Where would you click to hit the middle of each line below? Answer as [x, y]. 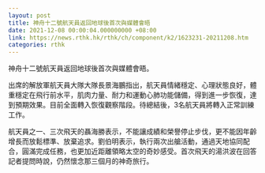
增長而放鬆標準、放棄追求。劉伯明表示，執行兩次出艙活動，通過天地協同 [125, 141]
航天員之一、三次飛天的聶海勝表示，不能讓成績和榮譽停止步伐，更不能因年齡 [132, 132]
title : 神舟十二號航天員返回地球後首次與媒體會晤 [79, 23]
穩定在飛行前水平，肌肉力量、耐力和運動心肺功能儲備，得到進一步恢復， [132, 95]
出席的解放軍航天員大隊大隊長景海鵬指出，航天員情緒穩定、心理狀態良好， [129, 85]
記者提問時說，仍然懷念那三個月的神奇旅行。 [81, 161]
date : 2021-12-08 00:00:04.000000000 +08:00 [82, 30]
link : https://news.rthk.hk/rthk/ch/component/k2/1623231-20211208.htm [128, 38]
